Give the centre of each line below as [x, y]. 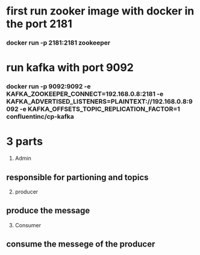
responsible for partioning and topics [77, 177]
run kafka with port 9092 [70, 68]
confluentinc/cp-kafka [40, 117]
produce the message [48, 211]
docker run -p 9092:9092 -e [49, 87]
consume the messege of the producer [81, 244]
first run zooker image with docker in [100, 11]
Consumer [28, 225]
